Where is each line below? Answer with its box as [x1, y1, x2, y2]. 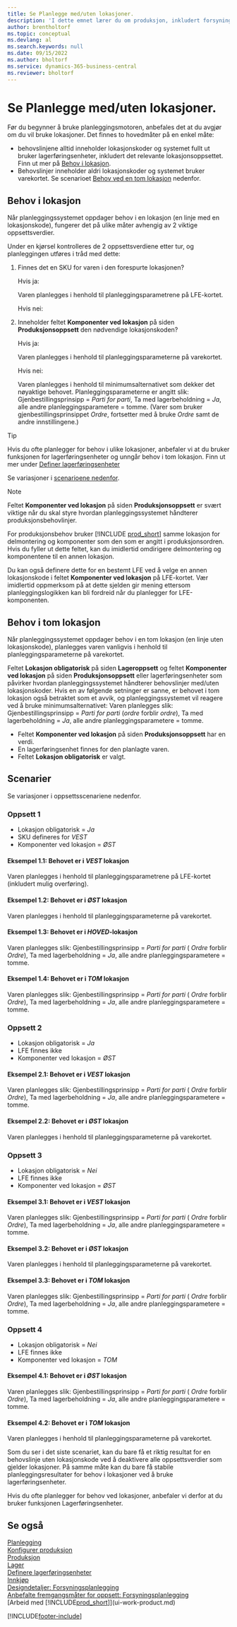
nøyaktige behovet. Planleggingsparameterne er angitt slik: [17, 388, 189, 396]
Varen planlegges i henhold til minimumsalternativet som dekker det [17, 380, 215, 389]
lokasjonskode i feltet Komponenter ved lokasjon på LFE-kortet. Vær [7, 573, 209, 582]
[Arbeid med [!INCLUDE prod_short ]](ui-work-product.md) [7, 1598, 176, 1607]
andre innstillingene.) [17, 418, 79, 426]
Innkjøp [7, 1575, 30, 1585]
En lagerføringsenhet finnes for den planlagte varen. [17, 745, 170, 754]
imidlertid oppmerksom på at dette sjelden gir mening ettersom [7, 581, 191, 589]
